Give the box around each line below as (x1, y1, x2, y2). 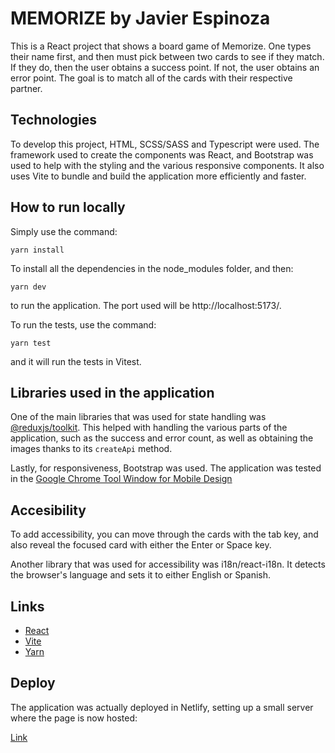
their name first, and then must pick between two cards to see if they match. (10, 50, 325, 62)
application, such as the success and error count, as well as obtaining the (10, 432, 314, 444)
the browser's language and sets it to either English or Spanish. (10, 569, 272, 581)
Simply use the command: (10, 225, 118, 237)
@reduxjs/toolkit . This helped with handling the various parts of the (10, 422, 288, 434)
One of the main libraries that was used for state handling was (10, 411, 267, 423)
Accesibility (10, 502, 87, 519)
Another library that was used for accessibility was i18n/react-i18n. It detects (10, 558, 326, 571)
